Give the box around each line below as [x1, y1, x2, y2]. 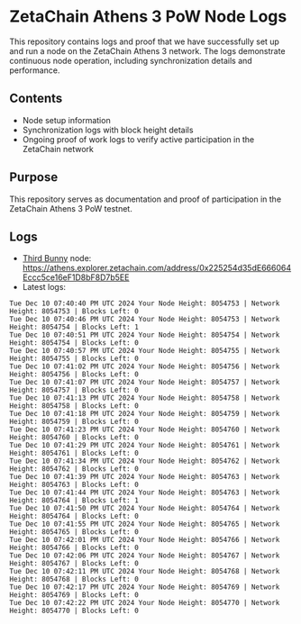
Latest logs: [22, 282, 66, 293]
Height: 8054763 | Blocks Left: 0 [9, 480, 140, 490]
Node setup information [22, 114, 111, 125]
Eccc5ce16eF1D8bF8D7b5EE [22, 272, 130, 283]
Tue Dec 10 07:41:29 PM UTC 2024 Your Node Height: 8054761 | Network [9, 441, 280, 450]
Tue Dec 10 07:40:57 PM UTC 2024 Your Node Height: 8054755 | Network [9, 347, 280, 356]
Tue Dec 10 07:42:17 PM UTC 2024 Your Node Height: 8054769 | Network [9, 583, 280, 592]
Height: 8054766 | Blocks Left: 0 [9, 543, 140, 553]
